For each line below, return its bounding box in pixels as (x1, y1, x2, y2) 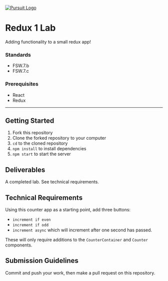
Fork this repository (12, 130, 53, 136)
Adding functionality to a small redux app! (5, 39, 91, 45)
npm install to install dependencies (12, 146, 86, 152)
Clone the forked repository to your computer (12, 135, 106, 141)
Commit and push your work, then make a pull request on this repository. (5, 269, 155, 275)
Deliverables (5, 165, 45, 174)
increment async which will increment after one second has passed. (12, 227, 152, 233)
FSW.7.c (12, 68, 29, 74)
